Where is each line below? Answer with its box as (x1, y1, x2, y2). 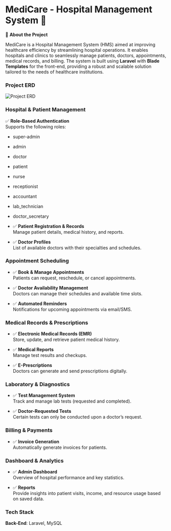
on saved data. (12, 496, 45, 502)
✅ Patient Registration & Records (12, 223, 84, 229)
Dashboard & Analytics (5, 457, 64, 464)
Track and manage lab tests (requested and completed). (12, 398, 132, 404)
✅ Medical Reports (12, 347, 54, 353)
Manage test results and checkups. (12, 352, 87, 358)
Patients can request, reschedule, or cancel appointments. (12, 275, 137, 281)
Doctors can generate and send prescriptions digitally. (12, 368, 127, 374)
